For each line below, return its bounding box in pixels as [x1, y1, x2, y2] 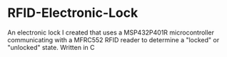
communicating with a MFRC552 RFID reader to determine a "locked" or [7, 35, 220, 44]
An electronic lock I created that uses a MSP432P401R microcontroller [7, 28, 215, 37]
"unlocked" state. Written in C [7, 43, 95, 51]
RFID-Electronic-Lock [7, 5, 138, 21]
